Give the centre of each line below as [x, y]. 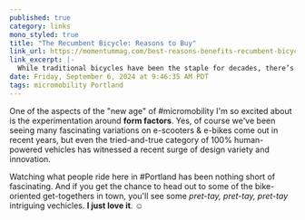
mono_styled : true [44, 34]
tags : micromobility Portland [67, 85]
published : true [40, 18]
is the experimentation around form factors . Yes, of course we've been [143, 120]
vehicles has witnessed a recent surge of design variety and [157, 149]
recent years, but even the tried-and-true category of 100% [121, 139]
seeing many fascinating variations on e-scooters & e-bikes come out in [144, 130]
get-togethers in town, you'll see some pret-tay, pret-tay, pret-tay [165, 196]
